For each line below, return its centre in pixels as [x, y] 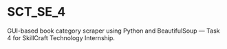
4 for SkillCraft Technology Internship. [61, 37]
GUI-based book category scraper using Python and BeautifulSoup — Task [113, 31]
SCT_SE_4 [36, 12]
